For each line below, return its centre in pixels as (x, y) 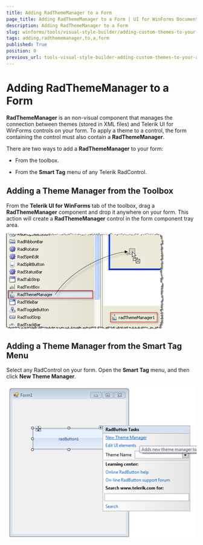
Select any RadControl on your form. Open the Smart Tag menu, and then (98, 370)
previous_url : (24, 57)
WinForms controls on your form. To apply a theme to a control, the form (97, 131)
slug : (13, 32)
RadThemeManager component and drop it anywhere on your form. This (98, 212)
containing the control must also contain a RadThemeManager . (85, 137)
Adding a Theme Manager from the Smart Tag (94, 346)
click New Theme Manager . (41, 376)
